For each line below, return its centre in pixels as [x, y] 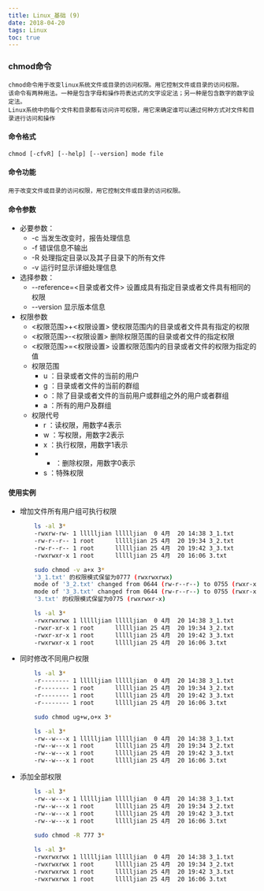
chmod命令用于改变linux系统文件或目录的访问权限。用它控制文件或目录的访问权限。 [125, 85]
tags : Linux [28, 30]
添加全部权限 [40, 777]
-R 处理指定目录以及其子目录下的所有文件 [98, 258]
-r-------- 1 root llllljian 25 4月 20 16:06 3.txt [130, 703]
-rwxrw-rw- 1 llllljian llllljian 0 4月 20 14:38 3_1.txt [134, 534]
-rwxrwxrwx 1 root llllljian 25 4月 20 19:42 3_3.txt [134, 871]
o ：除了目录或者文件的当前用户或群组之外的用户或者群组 [136, 395]
